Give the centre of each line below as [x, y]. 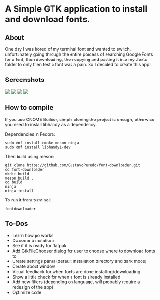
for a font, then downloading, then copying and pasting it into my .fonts [76, 59]
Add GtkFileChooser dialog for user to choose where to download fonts [84, 251]
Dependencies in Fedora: [30, 134]
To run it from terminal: [28, 200]
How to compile [29, 108]
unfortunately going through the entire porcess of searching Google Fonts [79, 54]
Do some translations [33, 240]
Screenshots [25, 80]
